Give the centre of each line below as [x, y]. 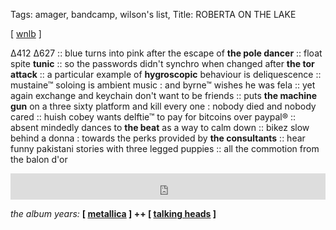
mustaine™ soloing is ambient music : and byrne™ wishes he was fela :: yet [163, 85]
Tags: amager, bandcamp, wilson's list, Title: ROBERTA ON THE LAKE [153, 14]
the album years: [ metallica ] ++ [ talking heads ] [113, 213]
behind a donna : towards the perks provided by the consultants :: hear [158, 138]
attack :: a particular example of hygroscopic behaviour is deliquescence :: [166, 74]
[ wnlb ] [26, 33]
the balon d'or [39, 159]
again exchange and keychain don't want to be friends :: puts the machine [164, 95]
